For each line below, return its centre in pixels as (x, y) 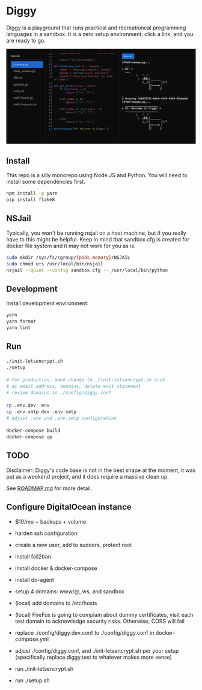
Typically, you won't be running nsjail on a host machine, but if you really (96, 233)
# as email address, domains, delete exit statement (74, 386)
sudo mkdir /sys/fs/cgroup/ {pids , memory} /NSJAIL (68, 257)
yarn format (21, 322)
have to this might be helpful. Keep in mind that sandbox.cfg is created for (98, 239)
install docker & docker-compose (56, 568)
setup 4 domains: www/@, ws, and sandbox (69, 591)
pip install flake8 (31, 200)
